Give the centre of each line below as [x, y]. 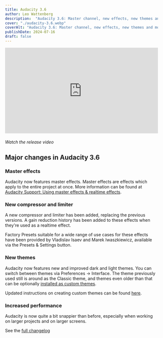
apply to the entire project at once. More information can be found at [73, 187]
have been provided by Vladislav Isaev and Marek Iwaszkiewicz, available [79, 240]
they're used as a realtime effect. [38, 225]
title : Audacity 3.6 [26, 9]
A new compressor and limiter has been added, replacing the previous [75, 215]
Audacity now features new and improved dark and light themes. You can [78, 268]
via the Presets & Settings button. [38, 245]
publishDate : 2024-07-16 [30, 32]
